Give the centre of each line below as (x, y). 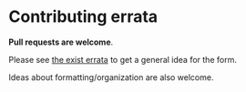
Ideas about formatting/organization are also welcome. (111, 77)
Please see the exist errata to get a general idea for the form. (123, 59)
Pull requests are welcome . (61, 42)
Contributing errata (83, 17)
